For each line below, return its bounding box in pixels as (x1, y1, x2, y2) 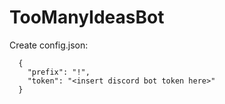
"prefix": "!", (27, 67, 91, 77)
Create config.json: (9, 39, 89, 51)
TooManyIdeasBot (9, 6, 165, 29)
